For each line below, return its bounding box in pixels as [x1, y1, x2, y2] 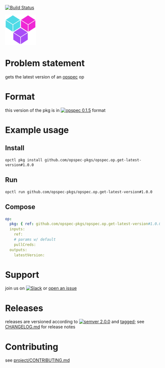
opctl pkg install [5, 158, 43, 162]
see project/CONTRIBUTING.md [5, 357, 70, 363]
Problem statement [5, 58, 85, 69]
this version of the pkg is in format [5, 107, 106, 113]
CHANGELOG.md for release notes [5, 324, 76, 330]
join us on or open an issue [5, 285, 77, 291]
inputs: [9, 227, 26, 232]
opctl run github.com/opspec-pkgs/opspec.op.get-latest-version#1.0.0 [5, 189, 153, 194]
